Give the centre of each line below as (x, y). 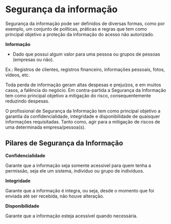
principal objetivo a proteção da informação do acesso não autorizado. (80, 34)
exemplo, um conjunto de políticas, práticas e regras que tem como (76, 29)
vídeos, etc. (18, 74)
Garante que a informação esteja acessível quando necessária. (71, 216)
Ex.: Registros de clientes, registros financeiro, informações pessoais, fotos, (85, 69)
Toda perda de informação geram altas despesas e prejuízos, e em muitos (83, 85)
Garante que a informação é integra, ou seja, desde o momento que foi (80, 190)
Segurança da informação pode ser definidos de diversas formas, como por (85, 23)
